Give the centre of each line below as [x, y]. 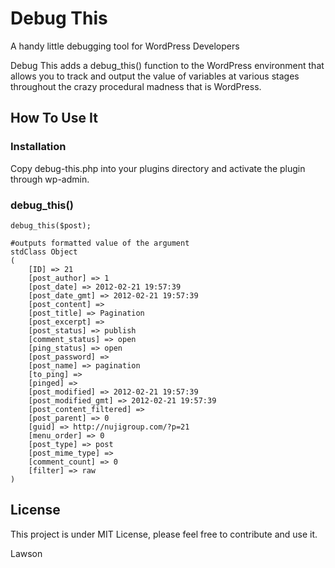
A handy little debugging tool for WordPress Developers [125, 46]
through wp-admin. [50, 179]
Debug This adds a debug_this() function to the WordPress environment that [167, 65]
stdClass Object [44, 252]
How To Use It [54, 118]
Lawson [26, 553]
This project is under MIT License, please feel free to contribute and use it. [164, 534]
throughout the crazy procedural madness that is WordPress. [136, 86]
